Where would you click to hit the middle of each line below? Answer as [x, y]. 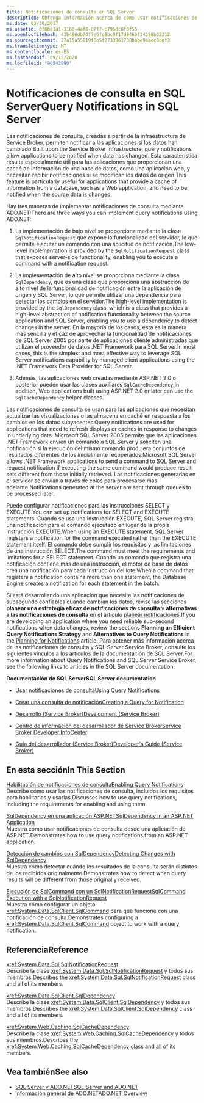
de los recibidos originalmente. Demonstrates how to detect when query [96, 873]
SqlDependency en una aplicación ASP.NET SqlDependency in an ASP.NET [100, 816]
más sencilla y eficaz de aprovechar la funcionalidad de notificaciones [103, 334]
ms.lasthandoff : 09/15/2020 [42, 57]
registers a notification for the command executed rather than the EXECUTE [101, 538]
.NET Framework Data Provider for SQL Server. [74, 366]
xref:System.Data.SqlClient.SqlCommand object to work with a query [93, 924]
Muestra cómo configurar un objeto [51, 905]
